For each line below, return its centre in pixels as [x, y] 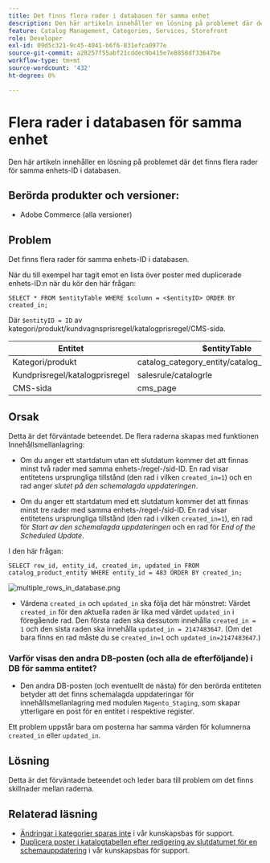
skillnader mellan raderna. [51, 789]
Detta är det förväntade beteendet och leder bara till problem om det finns [131, 780]
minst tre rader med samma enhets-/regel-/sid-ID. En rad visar [123, 510]
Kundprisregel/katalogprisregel [71, 375]
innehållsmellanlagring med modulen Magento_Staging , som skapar [130, 703]
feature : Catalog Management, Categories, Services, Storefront [118, 31]
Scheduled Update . [52, 536]
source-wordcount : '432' [50, 68]
